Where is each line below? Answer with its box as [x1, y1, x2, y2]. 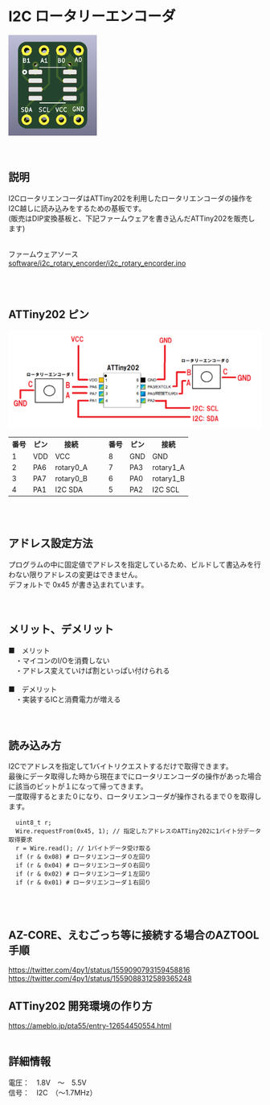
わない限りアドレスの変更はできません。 [8, 569, 142, 579]
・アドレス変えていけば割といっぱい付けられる [14, 666, 170, 675]
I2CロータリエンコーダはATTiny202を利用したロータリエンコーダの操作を [8, 193, 253, 203]
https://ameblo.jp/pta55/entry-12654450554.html [8, 1021, 172, 1031]
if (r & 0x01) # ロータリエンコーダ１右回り [15, 879, 151, 887]
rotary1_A [152, 462, 185, 472]
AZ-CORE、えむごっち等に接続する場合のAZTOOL [8, 928, 260, 942]
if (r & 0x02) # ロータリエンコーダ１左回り [15, 870, 151, 878]
